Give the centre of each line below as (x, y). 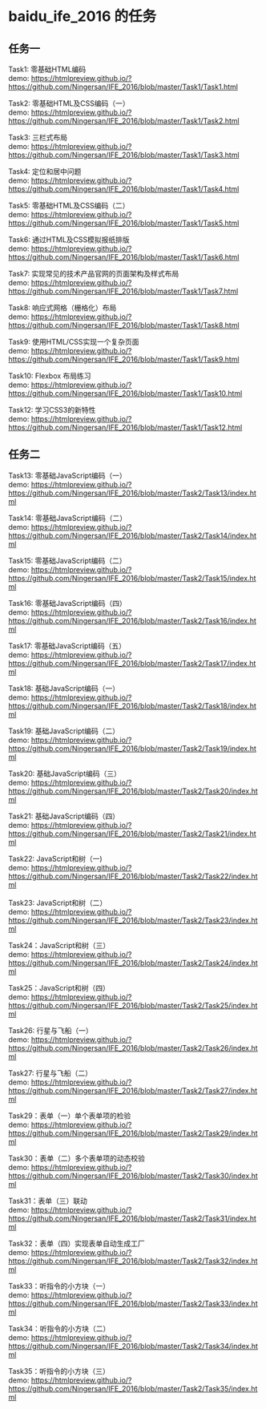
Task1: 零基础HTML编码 (47, 69)
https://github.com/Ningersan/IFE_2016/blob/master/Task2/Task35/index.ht (133, 1388)
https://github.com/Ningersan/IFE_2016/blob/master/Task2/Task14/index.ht (133, 535)
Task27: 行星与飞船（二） (50, 1073)
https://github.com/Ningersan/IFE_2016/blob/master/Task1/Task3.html (124, 155)
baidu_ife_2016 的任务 (83, 16)
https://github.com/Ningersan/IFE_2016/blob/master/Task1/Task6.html (124, 257)
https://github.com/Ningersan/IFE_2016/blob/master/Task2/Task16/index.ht (132, 620)
